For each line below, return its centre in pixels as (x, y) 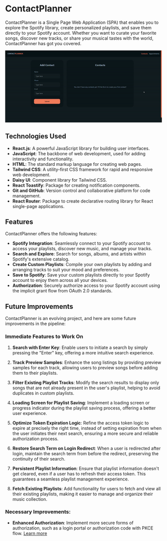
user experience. (30, 413)
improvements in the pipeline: (36, 324)
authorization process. (35, 439)
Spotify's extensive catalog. (41, 259)
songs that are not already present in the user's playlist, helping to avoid (86, 388)
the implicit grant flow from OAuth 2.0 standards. (62, 291)
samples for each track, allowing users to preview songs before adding (85, 367)
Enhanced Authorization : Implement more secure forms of (73, 523)
